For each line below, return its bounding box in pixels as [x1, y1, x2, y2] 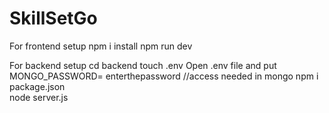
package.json [9, 80, 66, 92]
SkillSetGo [9, 7, 98, 30]
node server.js [9, 91, 69, 103]
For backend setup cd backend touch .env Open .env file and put [9, 59, 277, 71]
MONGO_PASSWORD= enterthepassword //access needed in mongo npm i [9, 70, 319, 82]
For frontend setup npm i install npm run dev [9, 40, 193, 52]
